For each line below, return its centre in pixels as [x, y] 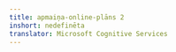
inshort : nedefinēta [47, 26]
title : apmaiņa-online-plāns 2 [67, 17]
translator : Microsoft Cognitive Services [88, 33]
